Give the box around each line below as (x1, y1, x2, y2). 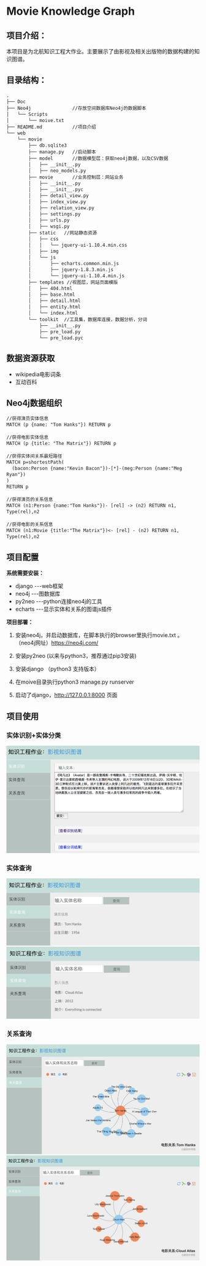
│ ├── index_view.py (28, 198, 86, 205)
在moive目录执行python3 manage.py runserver (15, 678, 135, 685)
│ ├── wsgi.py (28, 223, 70, 230)
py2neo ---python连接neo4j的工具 (15, 598, 102, 605)
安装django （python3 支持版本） (15, 665, 100, 673)
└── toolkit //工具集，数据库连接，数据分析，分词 (28, 316, 147, 323)
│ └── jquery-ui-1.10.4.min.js (28, 272, 124, 279)
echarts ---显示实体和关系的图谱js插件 (15, 606, 112, 613)
